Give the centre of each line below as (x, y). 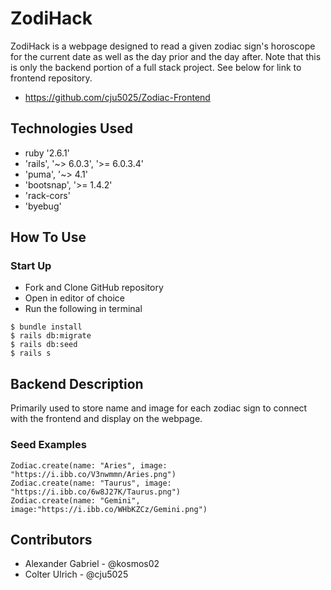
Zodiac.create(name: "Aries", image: (89, 465)
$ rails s (31, 353)
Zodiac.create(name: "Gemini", (75, 500)
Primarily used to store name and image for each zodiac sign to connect (159, 408)
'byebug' (43, 206)
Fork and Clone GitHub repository (94, 288)
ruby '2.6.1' (47, 153)
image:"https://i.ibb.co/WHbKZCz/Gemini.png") (109, 509)
